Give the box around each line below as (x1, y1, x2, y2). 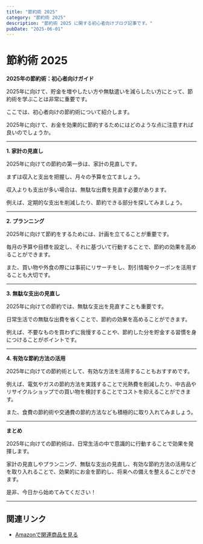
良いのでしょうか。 (6, 129, 54, 136)
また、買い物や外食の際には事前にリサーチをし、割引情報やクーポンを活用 (6, 264, 192, 271)
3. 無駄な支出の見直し (6, 290, 60, 297)
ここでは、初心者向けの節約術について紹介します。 (6, 109, 133, 116)
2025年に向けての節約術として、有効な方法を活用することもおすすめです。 (6, 368, 193, 375)
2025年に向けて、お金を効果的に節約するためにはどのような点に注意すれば (6, 121, 194, 129)
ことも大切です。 (11, 271, 54, 279)
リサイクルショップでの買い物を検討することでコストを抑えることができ (6, 388, 186, 395)
